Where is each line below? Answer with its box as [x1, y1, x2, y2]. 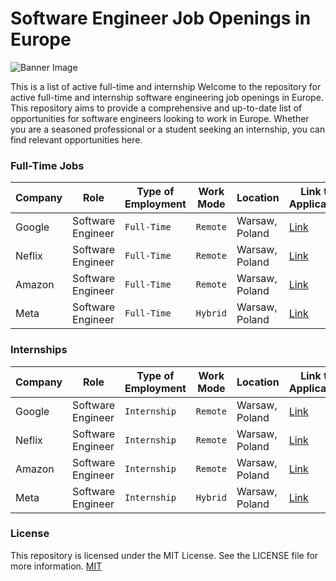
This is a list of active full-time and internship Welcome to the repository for [10, 80, 322, 92]
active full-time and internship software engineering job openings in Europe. [10, 91, 324, 103]
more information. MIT [10, 560, 103, 572]
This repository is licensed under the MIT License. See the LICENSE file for [10, 549, 319, 561]
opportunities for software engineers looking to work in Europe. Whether [10, 112, 310, 124]
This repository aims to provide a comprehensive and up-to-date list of [10, 102, 303, 114]
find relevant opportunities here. [10, 133, 143, 146]
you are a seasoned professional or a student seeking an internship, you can [10, 123, 326, 135]
